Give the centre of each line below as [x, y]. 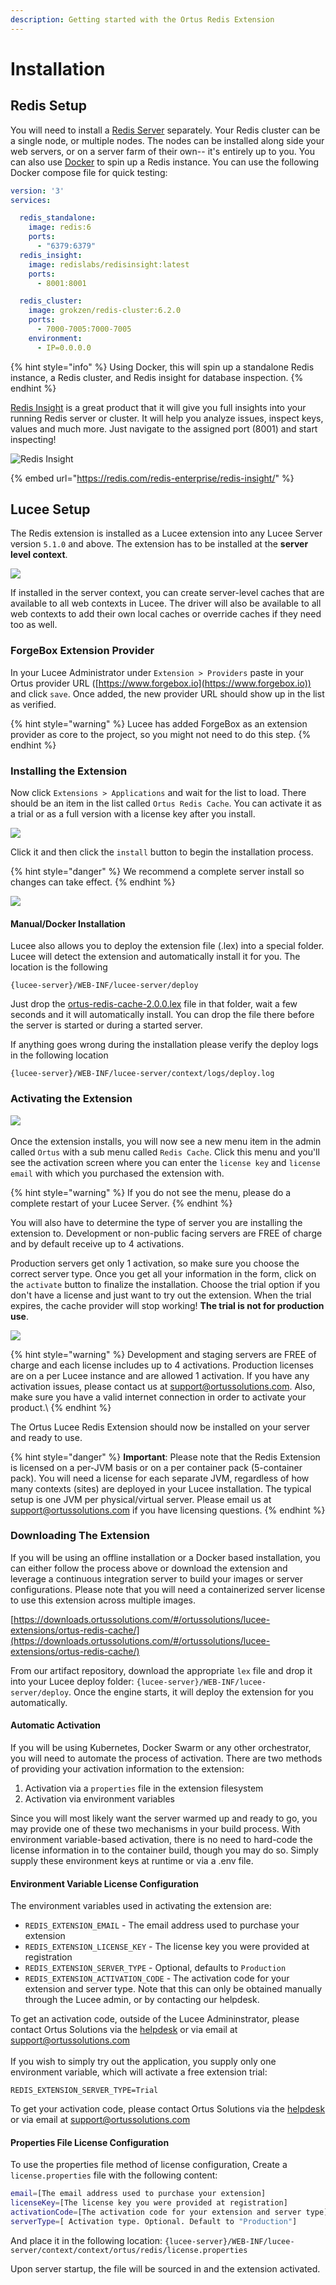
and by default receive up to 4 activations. [97, 1243]
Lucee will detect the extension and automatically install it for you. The [155, 957]
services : [31, 200]
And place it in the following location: [86, 2240]
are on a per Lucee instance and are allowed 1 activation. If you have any [160, 1375]
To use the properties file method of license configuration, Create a [149, 2165]
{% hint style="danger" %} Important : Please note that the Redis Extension [165, 1457]
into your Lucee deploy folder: [72, 1681]
